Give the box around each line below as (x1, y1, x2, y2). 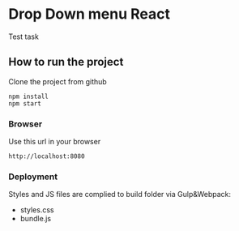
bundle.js (19, 214, 51, 224)
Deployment (8, 171, 58, 182)
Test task (8, 32, 39, 41)
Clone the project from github (8, 76, 107, 86)
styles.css (19, 205, 54, 215)
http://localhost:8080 (8, 152, 85, 160)
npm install (8, 92, 49, 101)
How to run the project (8, 55, 124, 69)
